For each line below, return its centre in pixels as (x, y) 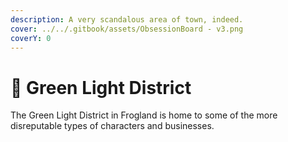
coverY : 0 (31, 38)
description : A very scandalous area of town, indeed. (127, 19)
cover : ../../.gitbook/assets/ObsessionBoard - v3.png (127, 29)
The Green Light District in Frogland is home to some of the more (144, 115)
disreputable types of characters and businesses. (112, 126)
